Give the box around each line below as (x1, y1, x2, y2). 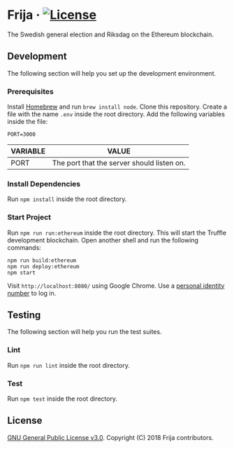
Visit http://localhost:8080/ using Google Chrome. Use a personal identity (7, 281, 225, 290)
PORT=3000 (7, 131, 36, 138)
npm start (7, 269, 36, 276)
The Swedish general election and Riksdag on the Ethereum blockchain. (7, 30, 214, 39)
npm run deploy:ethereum (7, 263, 80, 270)
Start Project (7, 212, 51, 222)
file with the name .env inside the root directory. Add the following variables (7, 110, 226, 118)
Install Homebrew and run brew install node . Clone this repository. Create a (7, 102, 228, 111)
